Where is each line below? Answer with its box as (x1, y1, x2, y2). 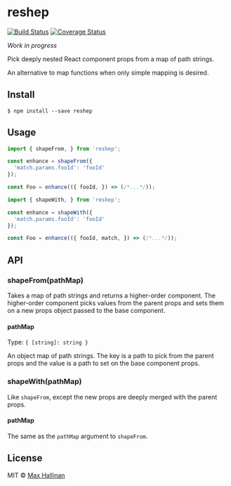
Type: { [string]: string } (7, 338, 88, 347)
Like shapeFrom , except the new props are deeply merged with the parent (7, 392, 218, 401)
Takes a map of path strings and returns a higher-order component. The (7, 291, 216, 300)
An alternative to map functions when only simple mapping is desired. (7, 68, 209, 77)
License (7, 452, 43, 464)
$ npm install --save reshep (7, 107, 93, 115)
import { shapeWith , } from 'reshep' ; (7, 196, 121, 203)
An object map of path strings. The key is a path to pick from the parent (7, 352, 214, 360)
